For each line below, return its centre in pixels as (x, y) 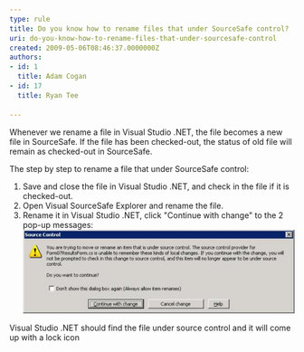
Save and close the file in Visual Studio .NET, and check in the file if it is (156, 186)
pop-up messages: (57, 224)
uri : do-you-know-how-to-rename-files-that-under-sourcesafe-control (143, 38)
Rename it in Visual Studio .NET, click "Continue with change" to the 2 (153, 215)
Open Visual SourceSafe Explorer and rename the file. (123, 205)
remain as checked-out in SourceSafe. (81, 151)
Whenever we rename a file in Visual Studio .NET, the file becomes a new (146, 132)
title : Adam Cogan (52, 77)
